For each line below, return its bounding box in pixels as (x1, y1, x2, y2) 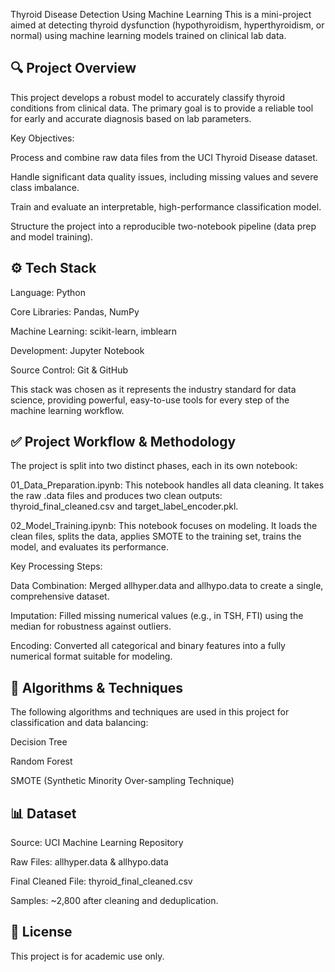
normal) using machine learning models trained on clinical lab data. (10, 30, 287, 41)
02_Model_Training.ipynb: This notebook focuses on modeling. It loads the (10, 520, 318, 532)
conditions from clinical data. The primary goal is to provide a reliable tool (10, 102, 314, 114)
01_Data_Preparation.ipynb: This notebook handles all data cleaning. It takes (10, 479, 325, 491)
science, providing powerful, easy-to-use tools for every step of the (10, 394, 290, 406)
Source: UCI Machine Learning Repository (10, 837, 184, 849)
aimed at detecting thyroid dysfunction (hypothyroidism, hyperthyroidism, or (10, 19, 325, 31)
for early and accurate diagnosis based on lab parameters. (10, 112, 252, 124)
